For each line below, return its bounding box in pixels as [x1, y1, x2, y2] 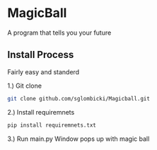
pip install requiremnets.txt [7, 122, 97, 129]
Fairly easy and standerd [7, 67, 80, 76]
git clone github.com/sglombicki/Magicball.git [7, 95, 151, 102]
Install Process [7, 49, 74, 61]
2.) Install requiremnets [7, 108, 75, 116]
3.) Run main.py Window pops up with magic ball [7, 134, 150, 143]
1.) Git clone [7, 81, 42, 90]
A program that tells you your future [7, 28, 112, 37]
